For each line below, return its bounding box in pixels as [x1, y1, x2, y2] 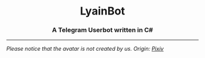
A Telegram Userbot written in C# [51, 26, 154, 34]
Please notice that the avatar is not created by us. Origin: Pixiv [6, 45, 164, 53]
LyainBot [80, 4, 125, 18]
